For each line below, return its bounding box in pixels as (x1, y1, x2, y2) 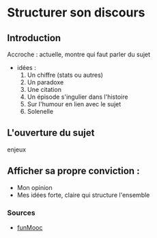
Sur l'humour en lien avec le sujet (27, 100, 122, 108)
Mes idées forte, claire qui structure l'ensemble (16, 191, 150, 199)
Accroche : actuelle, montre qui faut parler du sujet (7, 50, 151, 58)
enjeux (7, 145, 26, 154)
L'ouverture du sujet (7, 127, 95, 139)
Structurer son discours (7, 5, 145, 21)
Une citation (27, 86, 61, 93)
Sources (7, 208, 35, 217)
